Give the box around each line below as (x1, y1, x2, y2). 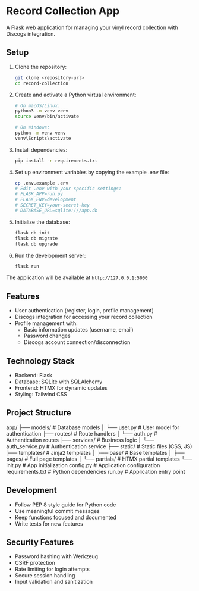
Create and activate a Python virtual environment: (14, 91, 137, 98)
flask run (14, 263, 40, 269)
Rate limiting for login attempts (14, 565, 90, 573)
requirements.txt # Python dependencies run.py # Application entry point (6, 468, 185, 475)
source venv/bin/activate (14, 114, 79, 120)
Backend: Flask (14, 372, 52, 379)
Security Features (6, 537, 74, 548)
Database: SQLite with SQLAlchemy (14, 378, 103, 385)
